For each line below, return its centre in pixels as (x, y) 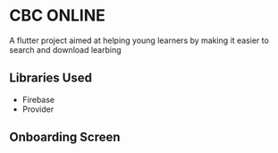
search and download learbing (66, 49)
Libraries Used (51, 78)
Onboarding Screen (65, 137)
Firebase (38, 99)
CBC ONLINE (57, 16)
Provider (38, 109)
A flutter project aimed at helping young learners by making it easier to (139, 40)
